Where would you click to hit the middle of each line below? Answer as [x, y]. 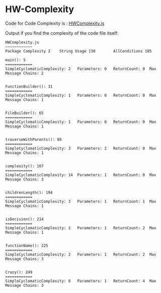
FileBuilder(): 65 [24, 113]
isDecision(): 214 [24, 219]
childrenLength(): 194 [29, 192]
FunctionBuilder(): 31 [29, 86]
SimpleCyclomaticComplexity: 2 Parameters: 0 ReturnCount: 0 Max [81, 69]
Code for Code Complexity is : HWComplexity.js [55, 23]
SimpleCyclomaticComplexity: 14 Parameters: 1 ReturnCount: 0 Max [81, 175]
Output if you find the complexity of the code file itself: [62, 33]
